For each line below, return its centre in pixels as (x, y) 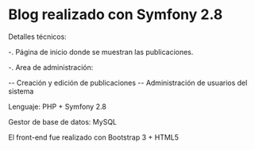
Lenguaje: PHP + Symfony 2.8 (58, 106)
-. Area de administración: (51, 67)
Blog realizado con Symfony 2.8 (116, 15)
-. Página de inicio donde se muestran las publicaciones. (101, 52)
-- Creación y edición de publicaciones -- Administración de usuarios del (128, 83)
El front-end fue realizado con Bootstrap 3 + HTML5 (94, 137)
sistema (21, 91)
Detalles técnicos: (38, 37)
